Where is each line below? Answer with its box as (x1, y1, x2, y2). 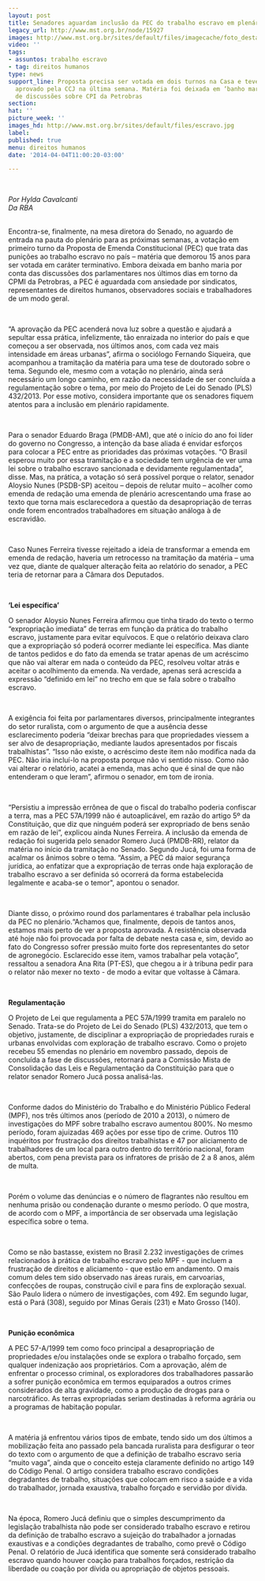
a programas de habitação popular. (8, 1402, 122, 1412)
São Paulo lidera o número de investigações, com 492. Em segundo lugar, (8, 1289, 248, 1299)
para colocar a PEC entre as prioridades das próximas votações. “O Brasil (8, 447, 248, 457)
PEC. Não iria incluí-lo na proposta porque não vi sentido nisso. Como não (8, 755, 249, 765)
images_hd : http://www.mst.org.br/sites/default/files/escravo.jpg (8, 121, 235, 129)
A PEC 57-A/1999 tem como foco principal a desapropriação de (8, 1344, 215, 1353)
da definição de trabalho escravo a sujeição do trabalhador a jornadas (8, 1531, 237, 1540)
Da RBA (8, 203, 34, 213)
